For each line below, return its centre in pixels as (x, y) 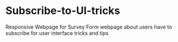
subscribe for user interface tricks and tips (57, 33)
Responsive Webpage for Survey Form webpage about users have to (89, 27)
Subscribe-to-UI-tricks (63, 11)
